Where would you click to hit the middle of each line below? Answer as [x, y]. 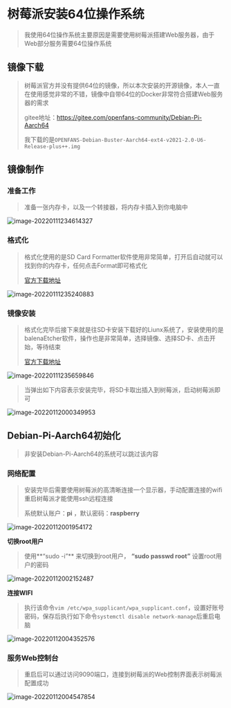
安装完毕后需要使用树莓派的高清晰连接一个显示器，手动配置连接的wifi [123, 490]
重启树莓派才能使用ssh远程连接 [68, 499]
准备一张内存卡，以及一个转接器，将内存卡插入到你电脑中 [106, 207]
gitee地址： [40, 117]
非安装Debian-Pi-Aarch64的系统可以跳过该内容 [91, 454]
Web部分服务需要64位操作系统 [68, 43]
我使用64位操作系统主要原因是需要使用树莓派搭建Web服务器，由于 [119, 35]
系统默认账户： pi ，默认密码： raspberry [82, 513]
